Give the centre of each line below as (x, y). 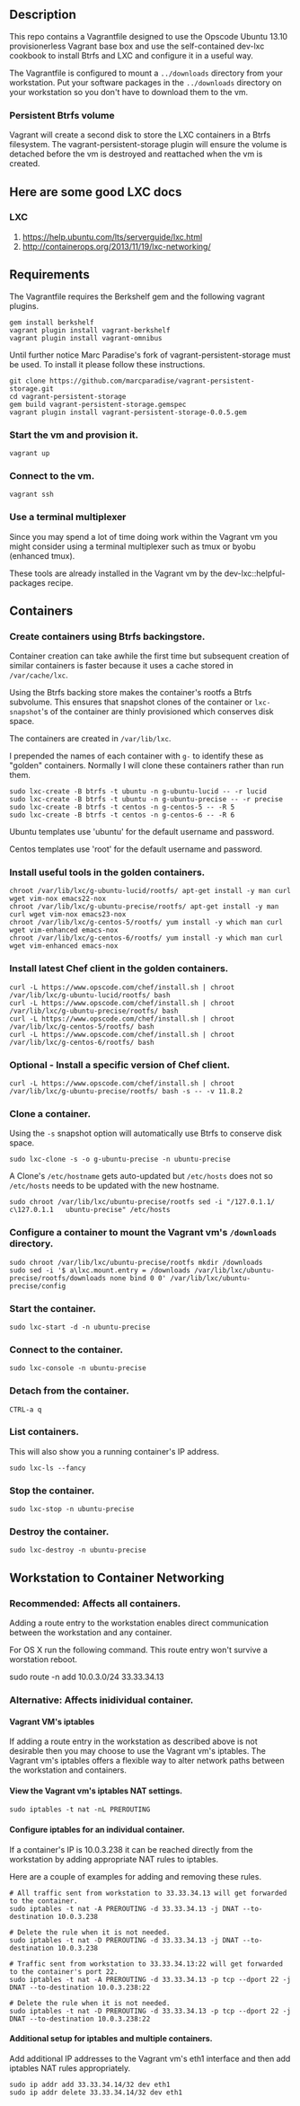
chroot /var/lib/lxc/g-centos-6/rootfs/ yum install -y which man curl (146, 938)
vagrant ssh (31, 495)
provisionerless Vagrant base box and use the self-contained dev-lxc (137, 46)
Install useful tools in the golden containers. (107, 872)
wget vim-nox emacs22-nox (57, 899)
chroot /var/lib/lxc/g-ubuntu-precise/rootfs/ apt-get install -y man (144, 907)
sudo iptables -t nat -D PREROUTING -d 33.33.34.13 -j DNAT (124, 1940)
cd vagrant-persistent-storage (68, 396)
